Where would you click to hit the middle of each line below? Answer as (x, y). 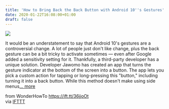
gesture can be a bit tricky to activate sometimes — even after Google (78, 54)
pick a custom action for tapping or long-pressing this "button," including (82, 76)
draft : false (19, 19)
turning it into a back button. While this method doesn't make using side (80, 81)
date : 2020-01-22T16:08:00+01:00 (41, 15)
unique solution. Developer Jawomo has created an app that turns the (78, 65)
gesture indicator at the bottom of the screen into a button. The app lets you (84, 70)
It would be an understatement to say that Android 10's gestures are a (78, 43)
